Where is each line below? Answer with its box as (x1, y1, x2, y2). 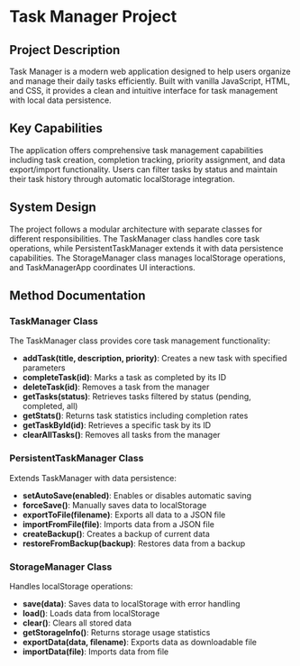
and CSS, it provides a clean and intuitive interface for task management (9, 86, 278, 96)
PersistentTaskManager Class (9, 452, 144, 465)
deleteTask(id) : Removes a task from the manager (22, 381, 210, 393)
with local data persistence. (9, 95, 112, 105)
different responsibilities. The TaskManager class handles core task (9, 233, 260, 244)
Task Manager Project (9, 6, 177, 27)
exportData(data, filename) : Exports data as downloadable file (22, 636, 257, 647)
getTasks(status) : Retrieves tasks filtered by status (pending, (22, 391, 252, 402)
